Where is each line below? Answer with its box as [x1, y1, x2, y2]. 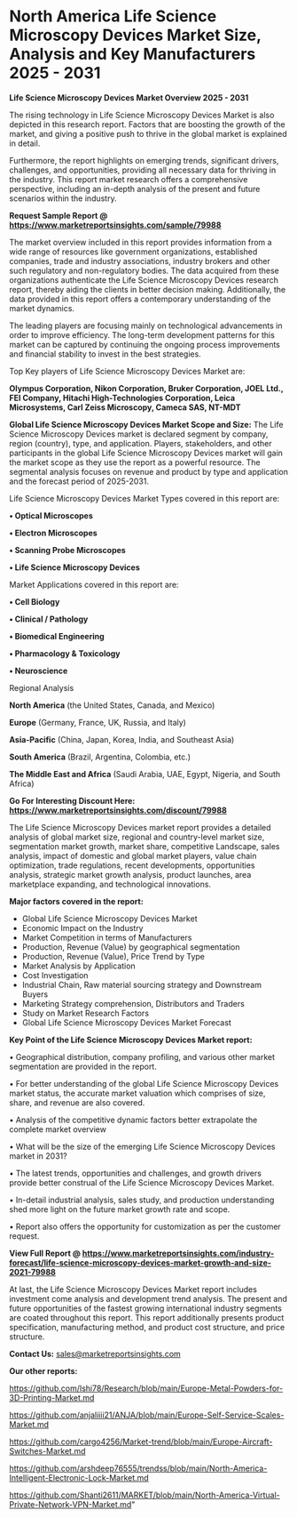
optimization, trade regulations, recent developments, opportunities [9, 860, 255, 871]
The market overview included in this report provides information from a [9, 237, 272, 247]
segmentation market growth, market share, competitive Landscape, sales [9, 840, 280, 851]
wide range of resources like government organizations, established [9, 246, 258, 257]
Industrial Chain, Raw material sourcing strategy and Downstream [21, 979, 262, 990]
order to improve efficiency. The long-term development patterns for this [9, 329, 275, 340]
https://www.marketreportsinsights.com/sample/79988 [9, 220, 222, 230]
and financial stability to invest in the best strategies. [9, 349, 201, 359]
